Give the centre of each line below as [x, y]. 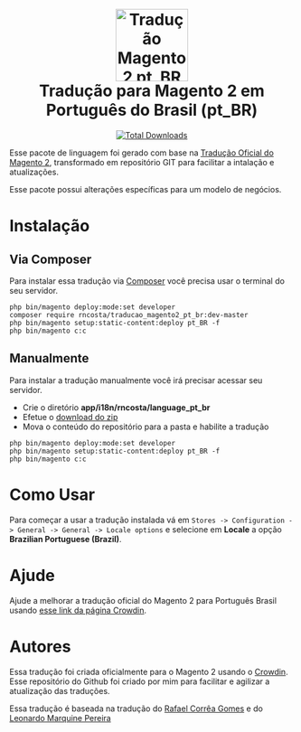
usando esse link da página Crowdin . [78, 610]
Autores [40, 647]
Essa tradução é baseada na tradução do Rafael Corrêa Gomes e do [136, 709]
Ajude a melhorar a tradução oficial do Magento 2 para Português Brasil [143, 600]
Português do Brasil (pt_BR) [152, 110]
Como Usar [52, 494]
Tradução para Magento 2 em [152, 91]
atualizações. [34, 172]
